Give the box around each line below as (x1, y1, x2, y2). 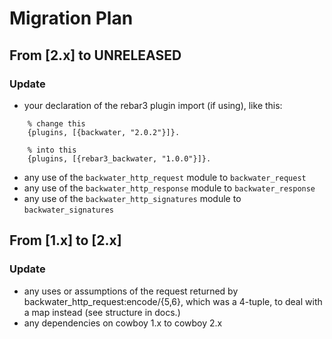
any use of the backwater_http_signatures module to (23, 192, 242, 204)
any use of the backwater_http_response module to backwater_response (23, 182, 316, 194)
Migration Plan (9, 7, 134, 30)
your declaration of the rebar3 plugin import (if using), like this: (23, 99, 283, 111)
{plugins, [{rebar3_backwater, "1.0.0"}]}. (27, 153, 212, 164)
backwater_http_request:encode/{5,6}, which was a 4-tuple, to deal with (23, 295, 323, 307)
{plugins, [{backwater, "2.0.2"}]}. (27, 127, 181, 137)
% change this (27, 118, 86, 129)
